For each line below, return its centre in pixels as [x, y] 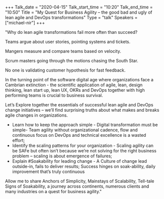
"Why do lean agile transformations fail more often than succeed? [71, 32]
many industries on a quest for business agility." [53, 191]
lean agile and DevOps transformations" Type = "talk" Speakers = [71, 17]
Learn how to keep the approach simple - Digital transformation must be [85, 125]
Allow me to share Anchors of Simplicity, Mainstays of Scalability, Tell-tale [80, 181]
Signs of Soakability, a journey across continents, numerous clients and [77, 186]
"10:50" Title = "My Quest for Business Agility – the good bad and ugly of [79, 12]
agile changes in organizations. [36, 115]
